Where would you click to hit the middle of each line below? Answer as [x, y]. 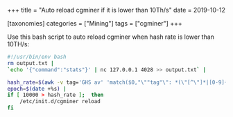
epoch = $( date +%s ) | [37, 89]
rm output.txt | [31, 63]
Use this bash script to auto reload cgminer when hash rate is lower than [111, 37]
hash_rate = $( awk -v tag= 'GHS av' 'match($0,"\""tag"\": [89, 82]
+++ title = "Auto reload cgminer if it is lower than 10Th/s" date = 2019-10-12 [116, 10]
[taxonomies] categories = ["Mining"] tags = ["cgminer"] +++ [95, 23]
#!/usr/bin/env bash [37, 57]
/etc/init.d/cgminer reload [60, 102]
